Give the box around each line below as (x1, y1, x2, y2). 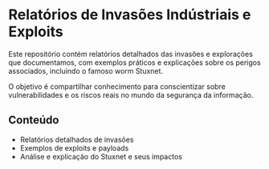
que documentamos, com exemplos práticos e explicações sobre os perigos (8, 58, 261, 67)
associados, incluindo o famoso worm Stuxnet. (8, 66, 163, 75)
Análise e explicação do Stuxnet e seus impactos (19, 151, 183, 161)
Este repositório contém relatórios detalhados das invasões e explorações (8, 49, 253, 58)
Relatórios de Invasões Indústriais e (8, 6, 251, 24)
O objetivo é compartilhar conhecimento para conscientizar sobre (8, 82, 226, 91)
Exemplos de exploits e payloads (19, 143, 129, 153)
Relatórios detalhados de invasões (19, 135, 134, 144)
